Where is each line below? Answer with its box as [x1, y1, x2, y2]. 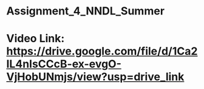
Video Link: [6, 32, 65, 46]
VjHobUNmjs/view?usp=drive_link [6, 70, 185, 84]
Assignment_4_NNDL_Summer [6, 4, 165, 18]
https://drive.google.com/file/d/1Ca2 [6, 44, 198, 58]
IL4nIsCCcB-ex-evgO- [6, 57, 121, 71]
